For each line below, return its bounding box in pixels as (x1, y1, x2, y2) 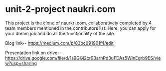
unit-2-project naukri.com (5, 3, 116, 15)
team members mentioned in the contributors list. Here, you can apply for (5, 25, 156, 31)
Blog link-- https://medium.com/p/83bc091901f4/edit (5, 40, 114, 46)
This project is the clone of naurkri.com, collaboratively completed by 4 (5, 20, 152, 26)
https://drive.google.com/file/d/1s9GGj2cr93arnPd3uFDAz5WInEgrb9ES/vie (5, 55, 161, 61)
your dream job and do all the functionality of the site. (5, 30, 116, 36)
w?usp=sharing (5, 60, 37, 66)
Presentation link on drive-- (5, 50, 62, 56)
